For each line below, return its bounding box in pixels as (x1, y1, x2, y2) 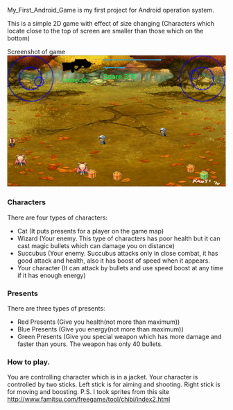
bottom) (7, 34, 30, 42)
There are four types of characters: (7, 213, 108, 222)
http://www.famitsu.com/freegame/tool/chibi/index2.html (7, 395, 171, 404)
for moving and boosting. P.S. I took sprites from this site (7, 388, 170, 396)
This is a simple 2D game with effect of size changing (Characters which (7, 19, 215, 27)
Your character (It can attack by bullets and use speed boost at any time (17, 263, 224, 272)
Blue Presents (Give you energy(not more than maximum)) (17, 325, 184, 333)
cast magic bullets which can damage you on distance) (17, 241, 175, 249)
